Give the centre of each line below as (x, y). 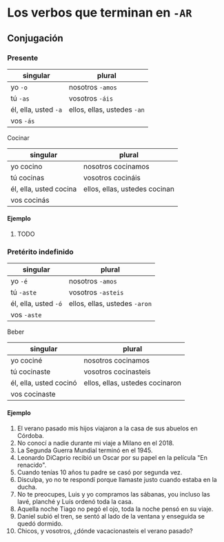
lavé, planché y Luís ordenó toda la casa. (75, 501)
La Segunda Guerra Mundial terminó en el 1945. (85, 450)
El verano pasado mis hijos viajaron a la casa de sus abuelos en (107, 428)
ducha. (27, 487)
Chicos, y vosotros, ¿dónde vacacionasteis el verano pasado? (105, 531)
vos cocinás (30, 200)
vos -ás (23, 121)
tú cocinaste (31, 372)
